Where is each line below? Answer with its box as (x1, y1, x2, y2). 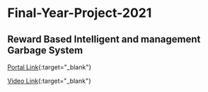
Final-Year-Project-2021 (7, 5, 152, 21)
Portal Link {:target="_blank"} (7, 63, 92, 71)
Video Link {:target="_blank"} (7, 76, 92, 85)
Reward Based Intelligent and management (7, 33, 201, 45)
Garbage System (7, 44, 83, 56)
